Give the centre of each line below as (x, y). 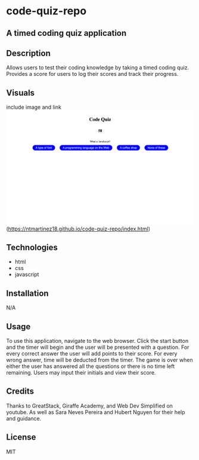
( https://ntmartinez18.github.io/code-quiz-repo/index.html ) (78, 229)
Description (28, 53)
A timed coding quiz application (66, 33)
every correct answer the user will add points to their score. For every (92, 354)
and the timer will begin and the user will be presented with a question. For (98, 347)
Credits (20, 392)
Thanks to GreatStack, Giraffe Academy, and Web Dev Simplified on (89, 406)
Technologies (32, 248)
